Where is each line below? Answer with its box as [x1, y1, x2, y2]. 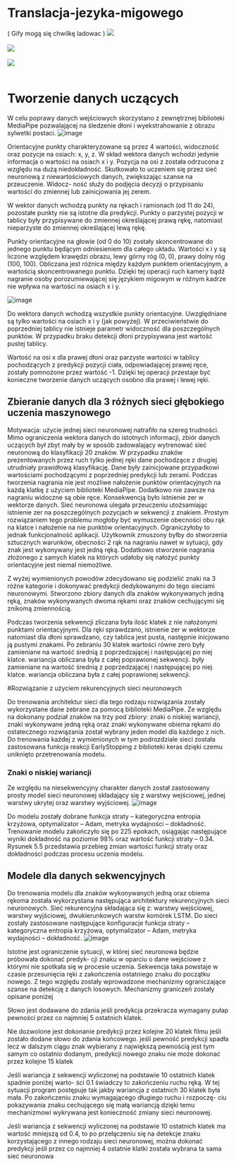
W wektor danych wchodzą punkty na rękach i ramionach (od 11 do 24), [7, 201, 216, 209]
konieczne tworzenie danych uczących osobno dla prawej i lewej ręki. [7, 375, 210, 383]
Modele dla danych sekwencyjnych [7, 870, 166, 882]
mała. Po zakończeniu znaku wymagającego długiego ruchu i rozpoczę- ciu [7, 1093, 227, 1101]
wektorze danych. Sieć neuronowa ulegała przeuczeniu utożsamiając [7, 501, 208, 509]
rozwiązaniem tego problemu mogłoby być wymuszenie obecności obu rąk [7, 515, 225, 524]
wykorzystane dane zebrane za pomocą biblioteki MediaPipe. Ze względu [7, 705, 222, 713]
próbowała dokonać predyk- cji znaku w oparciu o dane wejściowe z [7, 955, 206, 963]
